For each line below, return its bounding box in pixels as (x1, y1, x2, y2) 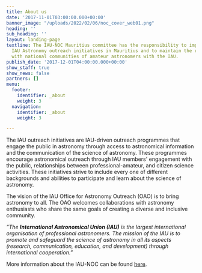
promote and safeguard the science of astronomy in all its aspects (6, 236, 172, 244)
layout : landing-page (6, 37, 61, 43)
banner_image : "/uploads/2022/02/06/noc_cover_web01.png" (6, 20, 155, 26)
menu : (6, 82, 20, 88)
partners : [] (6, 76, 39, 82)
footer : (11, 87, 31, 93)
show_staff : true (6, 64, 50, 71)
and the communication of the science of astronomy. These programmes (6, 149, 188, 157)
